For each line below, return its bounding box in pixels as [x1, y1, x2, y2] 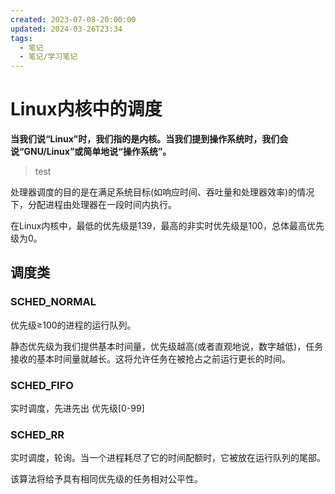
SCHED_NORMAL [10, 295, 97, 309]
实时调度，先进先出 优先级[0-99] [10, 402, 145, 415]
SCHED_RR [10, 427, 65, 441]
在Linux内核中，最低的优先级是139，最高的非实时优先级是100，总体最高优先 [10, 220, 325, 232]
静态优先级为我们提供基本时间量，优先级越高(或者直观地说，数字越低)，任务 [10, 340, 324, 352]
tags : [10, 33, 33, 43]
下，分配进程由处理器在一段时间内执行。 [10, 199, 177, 211]
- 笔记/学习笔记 [19, 52, 78, 62]
